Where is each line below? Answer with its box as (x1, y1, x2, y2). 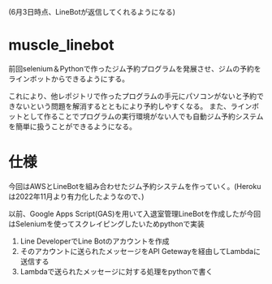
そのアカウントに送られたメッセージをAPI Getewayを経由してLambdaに (19, 246, 261, 256)
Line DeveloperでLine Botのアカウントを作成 (19, 236, 170, 246)
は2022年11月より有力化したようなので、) (8, 191, 145, 201)
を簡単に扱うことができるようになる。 (8, 121, 136, 131)
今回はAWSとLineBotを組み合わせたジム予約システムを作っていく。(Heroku (8, 181, 261, 191)
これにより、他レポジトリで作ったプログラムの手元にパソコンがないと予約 (8, 91, 257, 101)
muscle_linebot (8, 36, 115, 54)
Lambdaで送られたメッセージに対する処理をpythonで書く (19, 266, 214, 276)
